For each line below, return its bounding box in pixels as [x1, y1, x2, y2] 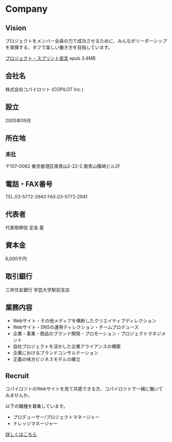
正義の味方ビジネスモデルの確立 [12, 356, 81, 362]
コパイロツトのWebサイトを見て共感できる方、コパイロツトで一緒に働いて [5, 386, 163, 392]
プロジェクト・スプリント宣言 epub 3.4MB [5, 55, 96, 61]
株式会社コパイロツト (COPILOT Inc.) [5, 86, 84, 93]
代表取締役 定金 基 [5, 224, 44, 230]
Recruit [5, 371, 29, 380]
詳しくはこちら [5, 431, 37, 437]
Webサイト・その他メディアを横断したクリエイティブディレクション [12, 318, 157, 324]
